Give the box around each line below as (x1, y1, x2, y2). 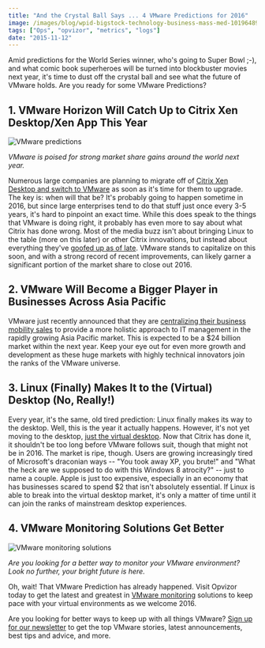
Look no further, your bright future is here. (8, 567, 146, 576)
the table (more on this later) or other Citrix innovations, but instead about (8, 235, 248, 244)
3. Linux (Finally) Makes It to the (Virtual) (8, 381, 213, 395)
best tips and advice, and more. (8, 631, 111, 640)
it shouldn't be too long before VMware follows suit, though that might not (8, 440, 248, 449)
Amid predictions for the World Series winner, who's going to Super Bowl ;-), (8, 55, 257, 65)
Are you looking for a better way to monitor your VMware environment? (8, 558, 241, 567)
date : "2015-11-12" (8, 33, 73, 42)
